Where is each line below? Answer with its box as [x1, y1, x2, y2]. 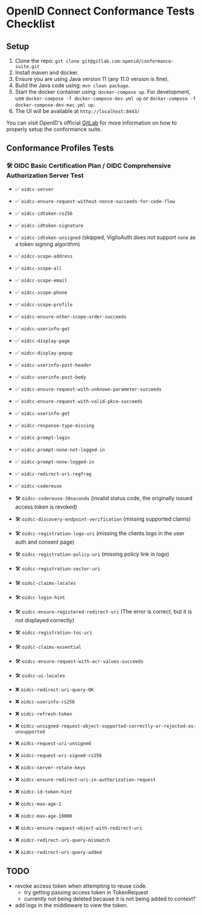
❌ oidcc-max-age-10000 [14, 812, 72, 819]
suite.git [14, 63, 40, 70]
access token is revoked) [14, 503, 77, 510]
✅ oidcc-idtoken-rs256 [14, 209, 73, 217]
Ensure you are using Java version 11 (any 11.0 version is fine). [14, 76, 169, 82]
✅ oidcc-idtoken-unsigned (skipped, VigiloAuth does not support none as [14, 233, 196, 241]
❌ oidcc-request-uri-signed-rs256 [14, 751, 103, 758]
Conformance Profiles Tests [6, 143, 114, 154]
